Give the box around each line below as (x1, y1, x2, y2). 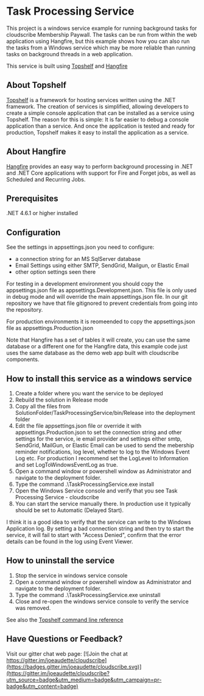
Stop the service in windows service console (15, 571, 128, 579)
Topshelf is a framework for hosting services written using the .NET (6, 96, 176, 103)
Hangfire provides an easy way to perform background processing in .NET (6, 163, 193, 170)
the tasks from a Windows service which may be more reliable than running (6, 44, 196, 51)
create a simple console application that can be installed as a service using (6, 109, 195, 117)
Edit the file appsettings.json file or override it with (15, 422, 142, 429)
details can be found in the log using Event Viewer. (6, 538, 133, 545)
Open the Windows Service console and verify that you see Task (15, 487, 178, 494)
